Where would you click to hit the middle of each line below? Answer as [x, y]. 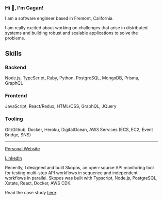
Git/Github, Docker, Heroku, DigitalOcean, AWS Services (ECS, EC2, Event [79, 129]
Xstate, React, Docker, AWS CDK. [38, 183]
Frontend [16, 95]
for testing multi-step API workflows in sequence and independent [71, 173]
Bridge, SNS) [18, 135]
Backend [16, 67]
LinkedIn [14, 158]
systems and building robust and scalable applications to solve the [72, 33]
